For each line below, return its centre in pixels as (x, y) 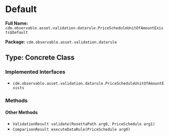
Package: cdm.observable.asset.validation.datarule (61, 42)
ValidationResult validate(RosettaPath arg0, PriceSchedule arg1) (84, 124)
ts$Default (17, 32)
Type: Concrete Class (40, 58)
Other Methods (21, 112)
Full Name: (17, 23)
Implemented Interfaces (35, 72)
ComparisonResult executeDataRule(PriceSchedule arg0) (71, 129)
